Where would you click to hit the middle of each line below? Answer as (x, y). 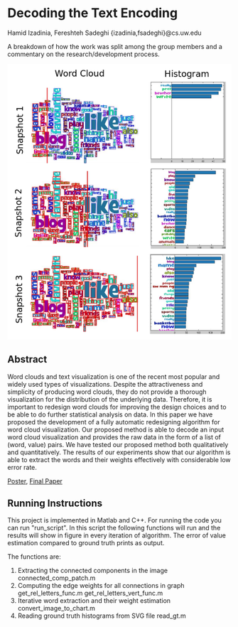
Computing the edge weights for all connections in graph (101, 586)
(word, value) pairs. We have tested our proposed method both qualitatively (118, 444)
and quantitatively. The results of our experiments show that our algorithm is (119, 452)
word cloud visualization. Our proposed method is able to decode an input (116, 429)
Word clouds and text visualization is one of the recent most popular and (114, 376)
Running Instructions (55, 503)
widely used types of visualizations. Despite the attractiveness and (105, 384)
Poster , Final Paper (35, 481)
